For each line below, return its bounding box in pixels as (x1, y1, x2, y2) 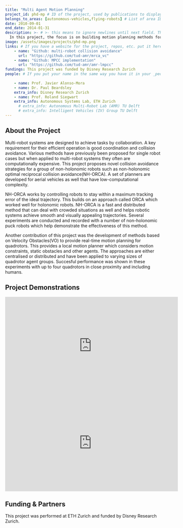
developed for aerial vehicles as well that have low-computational (5, 176, 139, 182)
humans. (5, 269, 23, 275)
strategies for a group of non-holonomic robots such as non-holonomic (5, 166, 150, 172)
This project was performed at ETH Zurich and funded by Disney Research (5, 513, 157, 519)
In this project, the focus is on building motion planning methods (9, 35, 153, 40)
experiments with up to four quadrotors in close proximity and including (5, 264, 150, 270)
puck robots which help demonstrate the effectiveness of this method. (5, 223, 148, 229)
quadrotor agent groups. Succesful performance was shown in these (5, 258, 146, 264)
